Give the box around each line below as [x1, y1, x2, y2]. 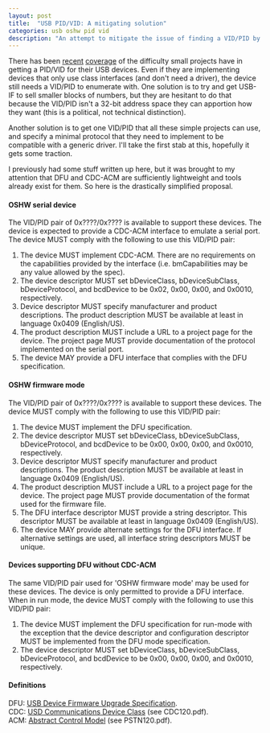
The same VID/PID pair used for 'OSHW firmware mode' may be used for [8, 578, 249, 587]
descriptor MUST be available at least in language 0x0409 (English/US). [19, 516, 259, 525]
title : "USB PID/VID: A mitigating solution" [8, 19, 167, 27]
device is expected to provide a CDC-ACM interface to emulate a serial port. [8, 226, 260, 236]
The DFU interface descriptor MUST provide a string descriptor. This [19, 508, 247, 517]
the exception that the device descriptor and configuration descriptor [19, 628, 249, 637]
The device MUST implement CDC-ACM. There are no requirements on [19, 250, 256, 260]
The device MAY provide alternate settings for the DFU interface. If [19, 525, 242, 534]
